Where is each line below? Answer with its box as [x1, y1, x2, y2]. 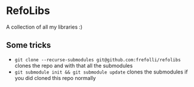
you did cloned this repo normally [14, 74, 96, 81]
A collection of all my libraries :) [6, 23, 83, 30]
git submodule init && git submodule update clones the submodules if [14, 68, 188, 75]
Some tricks [6, 40, 51, 50]
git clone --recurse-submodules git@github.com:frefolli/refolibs [14, 57, 181, 62]
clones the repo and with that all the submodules [14, 62, 133, 69]
